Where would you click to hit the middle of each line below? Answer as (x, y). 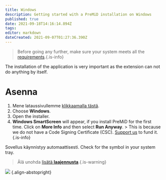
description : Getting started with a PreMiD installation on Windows (79, 14)
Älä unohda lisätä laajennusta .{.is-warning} (62, 162)
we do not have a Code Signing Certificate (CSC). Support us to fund (83, 132)
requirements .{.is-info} (40, 57)
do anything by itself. (27, 72)
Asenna (22, 92)
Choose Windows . (31, 111)
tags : (11, 28)
